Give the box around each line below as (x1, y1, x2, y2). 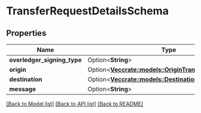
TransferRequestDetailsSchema (6, 4, 169, 18)
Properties (6, 28, 47, 38)
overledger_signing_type (9, 56, 82, 64)
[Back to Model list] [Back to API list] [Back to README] (6, 100, 144, 107)
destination (9, 75, 42, 83)
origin (9, 66, 27, 74)
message (9, 85, 36, 93)
